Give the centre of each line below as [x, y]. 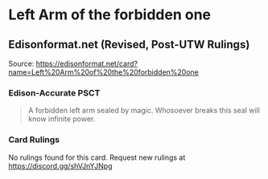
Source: [21, 63]
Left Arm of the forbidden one [110, 15]
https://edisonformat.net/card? [87, 63]
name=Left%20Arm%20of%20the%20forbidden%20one [104, 72]
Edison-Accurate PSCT [54, 92]
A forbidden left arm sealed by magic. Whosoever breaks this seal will [144, 111]
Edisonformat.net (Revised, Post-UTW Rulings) [129, 45]
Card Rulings [34, 140]
